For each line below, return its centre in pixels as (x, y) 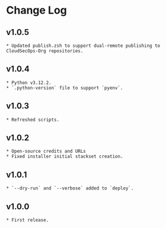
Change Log (36, 10)
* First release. (28, 220)
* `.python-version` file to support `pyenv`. (65, 88)
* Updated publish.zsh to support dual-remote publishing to (83, 46)
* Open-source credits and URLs (46, 152)
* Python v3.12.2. (29, 83)
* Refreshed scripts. (33, 120)
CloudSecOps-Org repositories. (45, 51)
